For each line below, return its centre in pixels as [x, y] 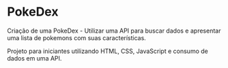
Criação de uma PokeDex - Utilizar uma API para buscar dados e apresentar [114, 31]
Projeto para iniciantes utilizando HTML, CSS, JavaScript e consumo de [108, 51]
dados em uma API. [34, 58]
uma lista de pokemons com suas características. [77, 37]
